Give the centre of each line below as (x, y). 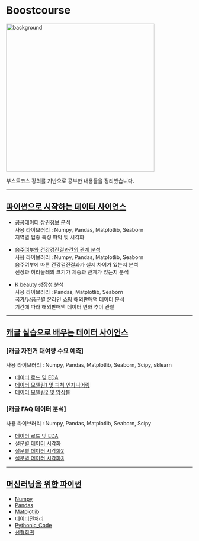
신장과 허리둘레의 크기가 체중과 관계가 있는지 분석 (72, 272)
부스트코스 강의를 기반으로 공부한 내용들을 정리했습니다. (70, 181)
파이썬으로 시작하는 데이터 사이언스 (66, 207)
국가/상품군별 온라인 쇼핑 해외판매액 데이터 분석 (70, 299)
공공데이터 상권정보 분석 (43, 222)
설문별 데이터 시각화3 (39, 458)
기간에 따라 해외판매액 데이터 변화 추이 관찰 (65, 306)
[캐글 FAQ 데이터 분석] (36, 409)
